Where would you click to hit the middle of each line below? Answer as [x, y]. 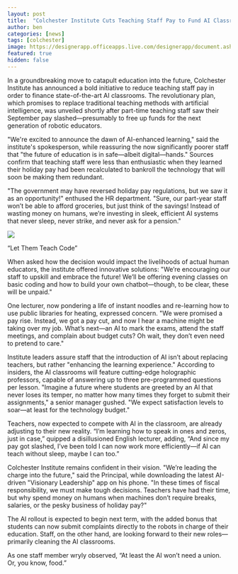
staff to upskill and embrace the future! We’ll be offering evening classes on [118, 277]
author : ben [25, 27]
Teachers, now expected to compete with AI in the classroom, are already [115, 424]
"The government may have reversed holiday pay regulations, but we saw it [118, 191]
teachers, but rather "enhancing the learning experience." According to [111, 364]
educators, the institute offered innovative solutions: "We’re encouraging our [119, 269]
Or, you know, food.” [37, 563]
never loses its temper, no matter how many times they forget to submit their [119, 394]
